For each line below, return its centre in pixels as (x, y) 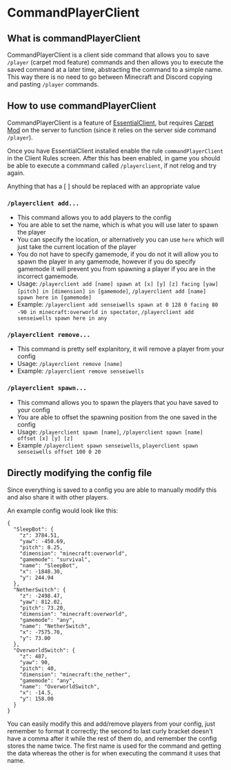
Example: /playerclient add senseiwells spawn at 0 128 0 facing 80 (118, 304)
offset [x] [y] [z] (45, 438)
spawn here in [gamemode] (54, 298)
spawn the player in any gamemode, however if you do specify (107, 262)
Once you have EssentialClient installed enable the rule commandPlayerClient (115, 151)
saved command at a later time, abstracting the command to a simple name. (115, 70)
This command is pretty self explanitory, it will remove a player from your (121, 349)
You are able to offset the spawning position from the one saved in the (117, 417)
